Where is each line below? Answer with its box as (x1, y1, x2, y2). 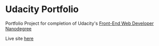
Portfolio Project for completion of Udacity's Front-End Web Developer (5, 20, 154, 26)
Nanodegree (5, 25, 32, 31)
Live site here (5, 35, 34, 41)
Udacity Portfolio (5, 4, 79, 15)
